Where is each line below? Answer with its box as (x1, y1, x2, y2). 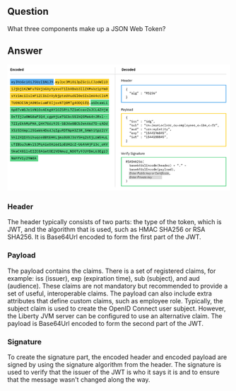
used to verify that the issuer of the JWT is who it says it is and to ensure (7, 368, 220, 376)
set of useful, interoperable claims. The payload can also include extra (7, 289, 212, 298)
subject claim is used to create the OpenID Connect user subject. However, (7, 304, 226, 313)
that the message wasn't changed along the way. (7, 375, 151, 384)
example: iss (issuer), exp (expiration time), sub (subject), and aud (7, 274, 200, 282)
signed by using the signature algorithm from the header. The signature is (7, 360, 221, 368)
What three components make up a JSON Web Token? (7, 24, 166, 33)
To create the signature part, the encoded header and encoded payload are (7, 353, 228, 361)
